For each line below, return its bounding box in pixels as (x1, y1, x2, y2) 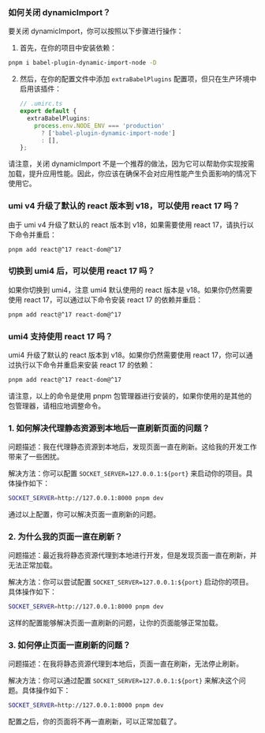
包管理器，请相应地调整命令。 (8, 401, 105, 410)
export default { (19, 107, 77, 115)
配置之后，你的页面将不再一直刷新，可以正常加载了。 (8, 716, 181, 727)
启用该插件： (19, 84, 62, 94)
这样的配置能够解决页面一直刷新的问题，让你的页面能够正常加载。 (8, 618, 222, 628)
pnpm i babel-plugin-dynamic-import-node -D (8, 59, 157, 67)
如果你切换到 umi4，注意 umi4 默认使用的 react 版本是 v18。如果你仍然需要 (8, 285, 253, 294)
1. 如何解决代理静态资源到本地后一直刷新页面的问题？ (8, 422, 211, 433)
